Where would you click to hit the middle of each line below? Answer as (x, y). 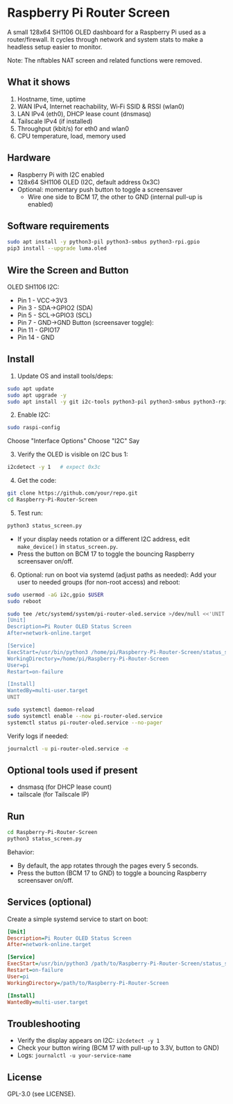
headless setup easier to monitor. (55, 47)
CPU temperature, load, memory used (71, 136)
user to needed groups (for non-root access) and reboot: (98, 582)
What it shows (39, 82)
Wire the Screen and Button (68, 270)
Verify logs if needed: (38, 736)
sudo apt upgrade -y (37, 395)
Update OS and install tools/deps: (65, 376)
